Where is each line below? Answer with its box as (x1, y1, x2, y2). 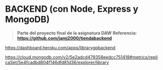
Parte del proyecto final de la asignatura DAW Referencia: (17, 30, 137, 36)
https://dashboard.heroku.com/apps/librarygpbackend (5, 45, 115, 50)
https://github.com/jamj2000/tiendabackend (17, 35, 112, 41)
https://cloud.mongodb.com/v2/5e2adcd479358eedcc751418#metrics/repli (5, 54, 158, 60)
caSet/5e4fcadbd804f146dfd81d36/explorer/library (5, 59, 109, 65)
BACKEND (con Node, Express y (5, 3, 138, 15)
